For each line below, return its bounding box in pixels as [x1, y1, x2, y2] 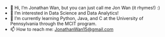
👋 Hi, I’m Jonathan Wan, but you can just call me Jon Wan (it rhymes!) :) [10, 5, 160, 10]
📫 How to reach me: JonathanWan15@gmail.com [10, 26, 114, 32]
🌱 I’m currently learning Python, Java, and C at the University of [10, 15, 144, 21]
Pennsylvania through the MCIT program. [10, 20, 97, 26]
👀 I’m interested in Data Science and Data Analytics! [10, 10, 119, 16]
